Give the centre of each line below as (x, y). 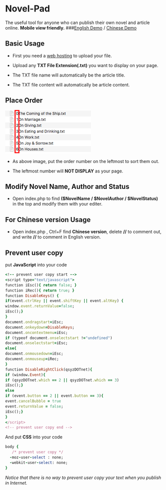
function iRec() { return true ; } (40, 290)
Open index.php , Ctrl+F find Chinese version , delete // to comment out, (87, 232)
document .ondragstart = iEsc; (34, 322)
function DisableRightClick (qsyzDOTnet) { (49, 369)
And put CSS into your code (34, 437)
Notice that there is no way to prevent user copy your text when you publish (83, 477)
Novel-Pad (28, 9)
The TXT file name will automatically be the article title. (69, 75)
